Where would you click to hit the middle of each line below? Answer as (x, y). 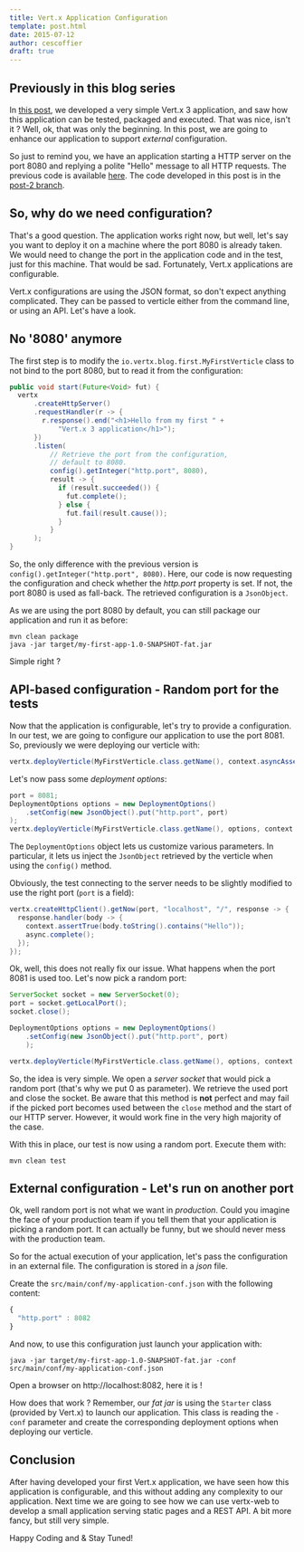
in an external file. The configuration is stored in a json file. (119, 1266)
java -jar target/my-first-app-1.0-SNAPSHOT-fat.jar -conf (123, 1360)
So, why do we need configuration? (111, 214)
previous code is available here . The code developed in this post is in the (145, 175)
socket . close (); (40, 1012)
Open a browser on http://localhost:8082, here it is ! (106, 1385)
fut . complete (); (97, 496)
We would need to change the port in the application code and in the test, (146, 254)
